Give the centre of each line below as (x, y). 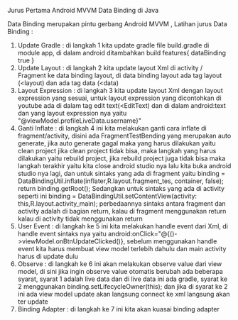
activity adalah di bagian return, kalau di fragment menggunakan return (122, 211)
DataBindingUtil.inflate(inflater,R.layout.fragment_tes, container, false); (120, 181)
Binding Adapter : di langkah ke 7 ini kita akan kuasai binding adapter (119, 309)
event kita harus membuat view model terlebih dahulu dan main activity (122, 249)
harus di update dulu (48, 256)
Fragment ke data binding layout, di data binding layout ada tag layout (120, 75)
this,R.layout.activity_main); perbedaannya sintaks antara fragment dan (121, 204)
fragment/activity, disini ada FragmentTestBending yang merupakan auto (124, 136)
